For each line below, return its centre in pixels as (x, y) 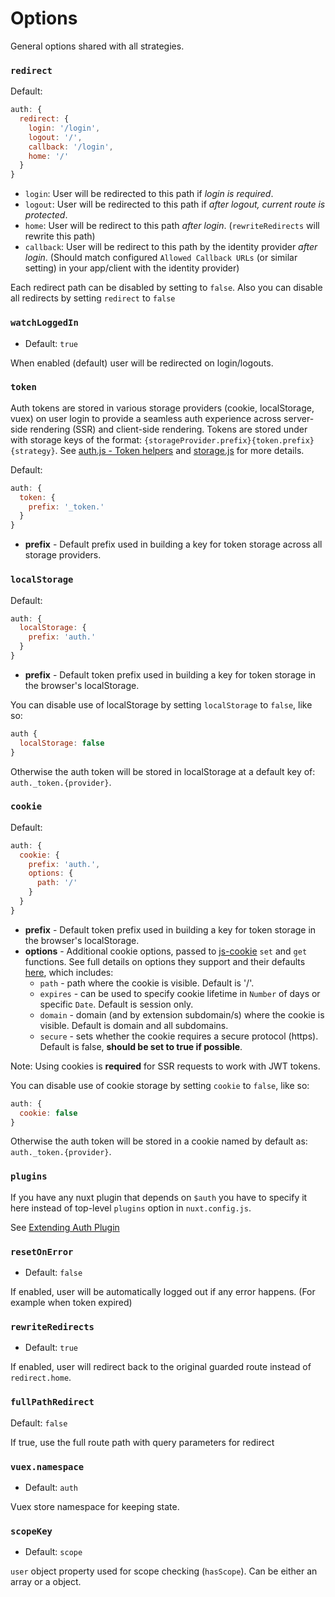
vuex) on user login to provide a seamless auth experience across (146, 418)
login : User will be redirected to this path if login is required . (149, 194)
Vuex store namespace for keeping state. (95, 1506)
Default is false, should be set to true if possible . (141, 1046)
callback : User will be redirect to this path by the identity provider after (171, 247)
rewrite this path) (60, 236)
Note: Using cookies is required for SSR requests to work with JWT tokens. (165, 1066)
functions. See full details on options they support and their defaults (165, 961)
